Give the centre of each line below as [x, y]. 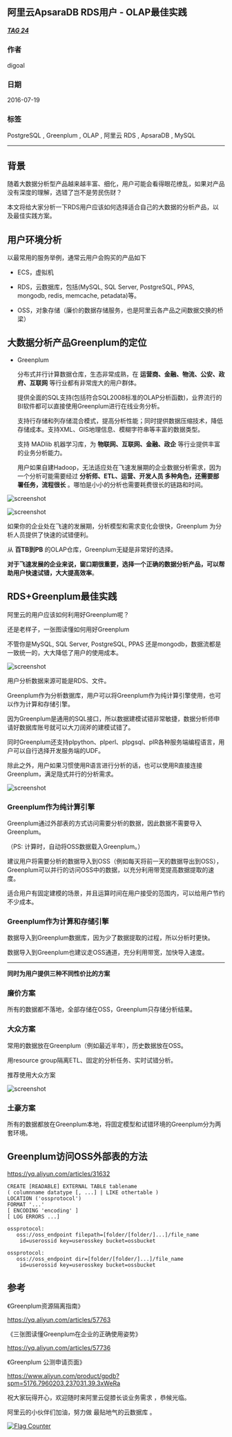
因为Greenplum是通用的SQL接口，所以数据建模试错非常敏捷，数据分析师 [110, 718]
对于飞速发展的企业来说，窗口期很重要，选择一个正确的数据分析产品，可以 [113, 564]
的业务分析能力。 [41, 453]
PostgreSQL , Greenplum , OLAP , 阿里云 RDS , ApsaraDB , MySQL [101, 135]
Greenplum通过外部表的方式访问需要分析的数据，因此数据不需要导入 [105, 823]
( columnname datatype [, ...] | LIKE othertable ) [83, 1192]
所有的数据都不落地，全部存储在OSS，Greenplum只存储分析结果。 [102, 1009]
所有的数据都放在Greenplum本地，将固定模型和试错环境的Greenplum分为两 [114, 1124]
